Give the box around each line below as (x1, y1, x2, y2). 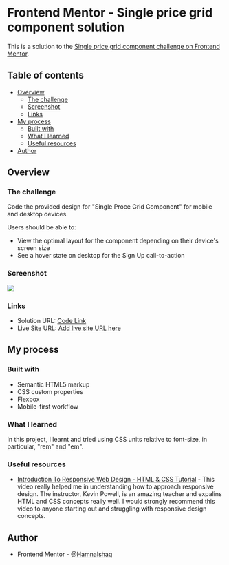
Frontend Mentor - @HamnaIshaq (17, 550, 113, 559)
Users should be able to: (7, 223, 77, 232)
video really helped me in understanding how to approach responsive (17, 482, 215, 491)
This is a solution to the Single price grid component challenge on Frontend (7, 42, 220, 50)
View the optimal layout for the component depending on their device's (17, 236, 219, 245)
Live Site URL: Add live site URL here (17, 324, 122, 332)
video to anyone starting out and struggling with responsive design (17, 504, 207, 513)
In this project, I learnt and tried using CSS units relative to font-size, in (7, 435, 208, 444)
